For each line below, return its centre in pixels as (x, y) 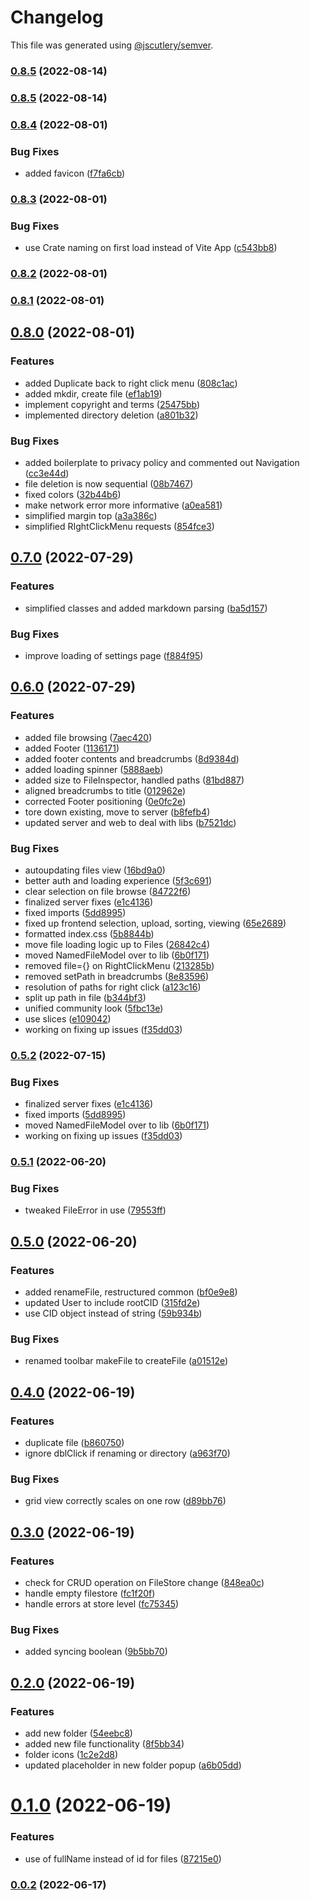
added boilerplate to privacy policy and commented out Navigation (162, 463)
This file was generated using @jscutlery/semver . (112, 45)
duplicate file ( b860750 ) (74, 1443)
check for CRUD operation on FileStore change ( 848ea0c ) (144, 1583)
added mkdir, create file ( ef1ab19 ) (93, 393)
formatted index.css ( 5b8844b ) (89, 934)
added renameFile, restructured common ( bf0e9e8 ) (131, 1292)
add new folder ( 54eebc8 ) (78, 1733)
